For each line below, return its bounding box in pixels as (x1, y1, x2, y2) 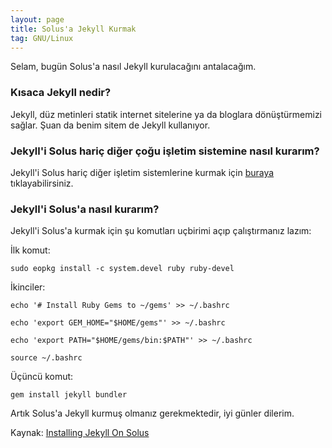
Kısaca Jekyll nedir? (10, 86, 112, 100)
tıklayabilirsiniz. (10, 177, 74, 189)
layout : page (10, 14, 65, 25)
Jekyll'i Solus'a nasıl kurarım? (10, 202, 160, 216)
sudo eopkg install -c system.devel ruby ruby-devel (10, 264, 235, 274)
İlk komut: (10, 244, 51, 256)
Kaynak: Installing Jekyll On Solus (10, 427, 150, 439)
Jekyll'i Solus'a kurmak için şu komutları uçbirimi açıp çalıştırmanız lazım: (10, 225, 312, 237)
